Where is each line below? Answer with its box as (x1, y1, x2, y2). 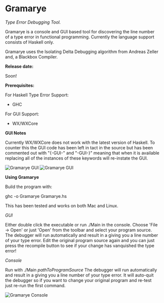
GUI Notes (5, 130, 26, 136)
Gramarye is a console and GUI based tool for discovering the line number (5, 28, 155, 34)
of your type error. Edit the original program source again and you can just (5, 237, 155, 243)
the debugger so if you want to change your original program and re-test (5, 277, 152, 283)
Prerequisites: (5, 82, 35, 88)
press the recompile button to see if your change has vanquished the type (5, 243, 155, 248)
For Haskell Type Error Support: (5, 92, 69, 98)
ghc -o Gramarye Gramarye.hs (5, 193, 67, 199)
